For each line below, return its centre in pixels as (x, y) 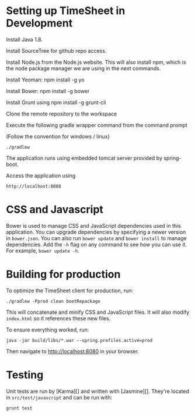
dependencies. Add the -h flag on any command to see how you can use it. (96, 244)
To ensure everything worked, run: (48, 330)
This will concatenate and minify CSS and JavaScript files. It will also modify (98, 312)
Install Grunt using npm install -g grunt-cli (56, 102)
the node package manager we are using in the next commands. (83, 68)
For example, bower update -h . (43, 251)
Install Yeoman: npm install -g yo (45, 80)
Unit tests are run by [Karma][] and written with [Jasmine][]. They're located (98, 391)
